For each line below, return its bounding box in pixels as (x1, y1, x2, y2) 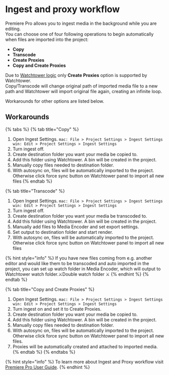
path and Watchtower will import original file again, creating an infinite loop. (5, 88, 162, 94)
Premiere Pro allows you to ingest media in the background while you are (5, 20, 157, 26)
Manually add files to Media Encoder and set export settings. (12, 224, 139, 230)
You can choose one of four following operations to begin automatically (5, 31, 154, 37)
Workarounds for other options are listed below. (5, 98, 104, 104)
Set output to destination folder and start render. (12, 229, 114, 235)
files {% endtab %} (12, 178, 52, 184)
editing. (5, 25, 21, 31)
